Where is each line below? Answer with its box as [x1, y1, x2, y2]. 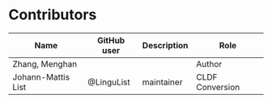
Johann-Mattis [12, 71, 70, 82]
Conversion [196, 81, 240, 93]
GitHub [96, 35, 125, 46]
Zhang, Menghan [12, 58, 78, 69]
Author [196, 58, 223, 69]
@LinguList [87, 76, 131, 88]
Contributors [8, 6, 97, 24]
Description [142, 39, 189, 51]
